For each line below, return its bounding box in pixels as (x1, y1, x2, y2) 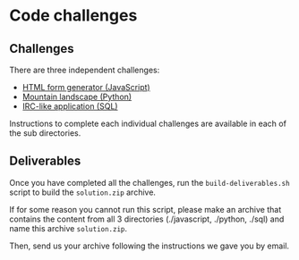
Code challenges (9, 5, 138, 26)
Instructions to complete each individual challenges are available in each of (9, 118, 286, 129)
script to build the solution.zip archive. (9, 187, 157, 197)
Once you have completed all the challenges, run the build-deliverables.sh (9, 177, 290, 188)
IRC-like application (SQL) (21, 101, 118, 112)
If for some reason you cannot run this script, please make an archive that (9, 204, 282, 214)
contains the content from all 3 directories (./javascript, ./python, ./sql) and (9, 214, 285, 224)
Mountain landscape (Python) (21, 91, 132, 102)
